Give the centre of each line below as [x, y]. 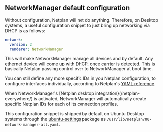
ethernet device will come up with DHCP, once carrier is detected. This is [80, 64]
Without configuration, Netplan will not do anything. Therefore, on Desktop [81, 20]
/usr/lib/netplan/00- [129, 119]
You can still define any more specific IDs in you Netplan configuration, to [80, 78]
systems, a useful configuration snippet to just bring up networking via [78, 25]
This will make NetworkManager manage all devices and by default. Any [79, 59]
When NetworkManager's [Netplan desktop [50, 93]
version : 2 [21, 44]
